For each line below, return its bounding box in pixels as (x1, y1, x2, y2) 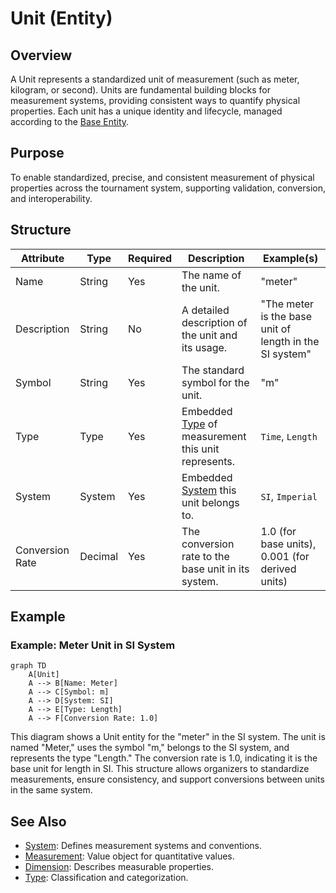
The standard (181, 363, 245, 377)
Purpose (10, 145, 65, 162)
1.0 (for (260, 524, 297, 538)
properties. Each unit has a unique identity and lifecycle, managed (10, 105, 283, 117)
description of (181, 315, 248, 329)
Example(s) (263, 251, 319, 265)
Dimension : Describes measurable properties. (24, 861, 214, 873)
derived (260, 562, 297, 576)
